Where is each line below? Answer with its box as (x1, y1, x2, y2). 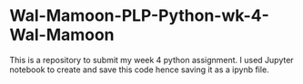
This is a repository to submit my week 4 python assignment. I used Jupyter (9, 54, 294, 65)
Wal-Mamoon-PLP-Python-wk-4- (9, 5, 270, 26)
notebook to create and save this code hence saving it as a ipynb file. (9, 64, 270, 75)
